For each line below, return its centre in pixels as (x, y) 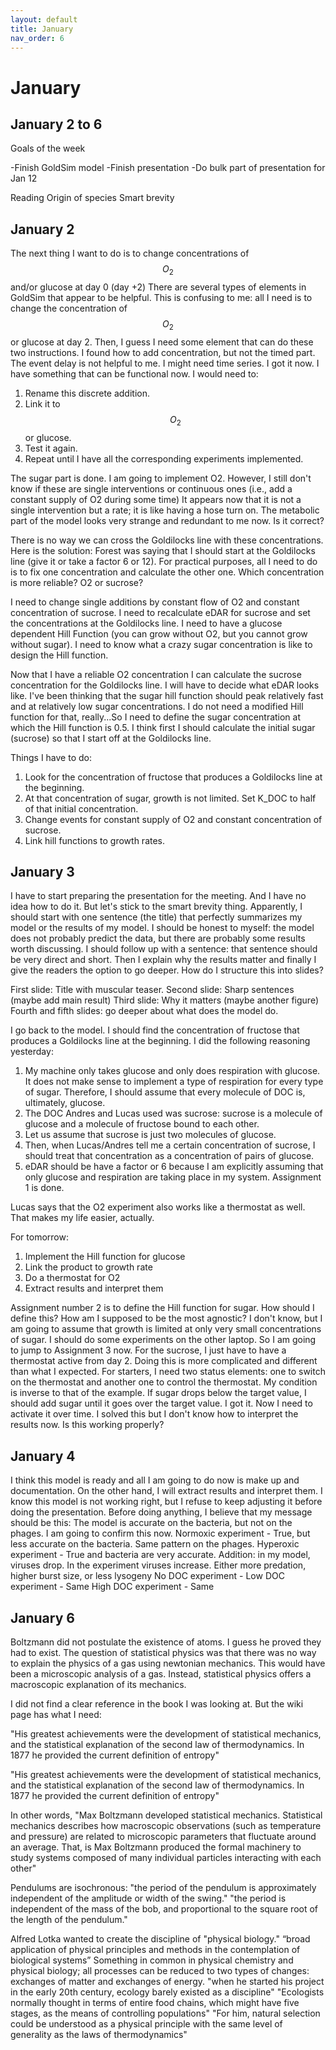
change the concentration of (69, 308)
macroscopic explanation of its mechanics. (98, 1685)
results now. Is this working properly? (87, 1425)
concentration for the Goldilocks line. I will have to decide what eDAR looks (165, 685)
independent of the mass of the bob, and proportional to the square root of (164, 1909)
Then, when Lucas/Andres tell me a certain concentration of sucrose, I (170, 1145)
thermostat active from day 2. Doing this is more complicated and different (164, 1361)
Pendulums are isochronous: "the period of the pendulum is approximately (163, 1888)
